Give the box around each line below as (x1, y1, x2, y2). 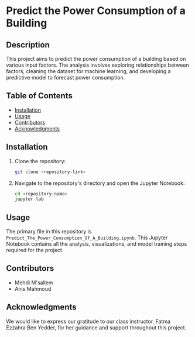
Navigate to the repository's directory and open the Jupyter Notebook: (14, 180, 185, 187)
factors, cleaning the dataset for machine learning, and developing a (6, 68, 171, 74)
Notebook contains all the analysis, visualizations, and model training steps (6, 240, 187, 247)
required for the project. (6, 247, 64, 254)
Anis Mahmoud (14, 285, 52, 292)
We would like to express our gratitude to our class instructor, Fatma (6, 318, 171, 325)
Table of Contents (6, 91, 73, 101)
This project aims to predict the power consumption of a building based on (6, 56, 186, 62)
